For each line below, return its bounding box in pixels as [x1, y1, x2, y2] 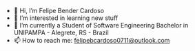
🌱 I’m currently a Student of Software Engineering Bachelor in [13, 21, 189, 29]
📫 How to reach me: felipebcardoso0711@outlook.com [13, 37, 170, 44]
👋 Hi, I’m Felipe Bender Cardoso [13, 7, 105, 14]
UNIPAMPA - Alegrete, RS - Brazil [13, 28, 109, 37]
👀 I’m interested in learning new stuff [13, 14, 119, 22]
